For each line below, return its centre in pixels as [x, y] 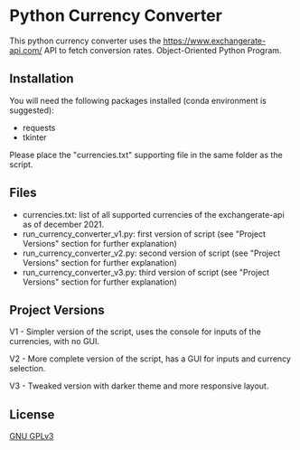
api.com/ [26, 50]
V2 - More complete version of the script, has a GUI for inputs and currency [150, 359]
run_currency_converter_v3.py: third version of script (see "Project [146, 272]
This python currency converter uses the [85, 41]
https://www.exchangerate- [215, 41]
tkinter [34, 137]
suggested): [32, 110]
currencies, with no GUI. [55, 342]
